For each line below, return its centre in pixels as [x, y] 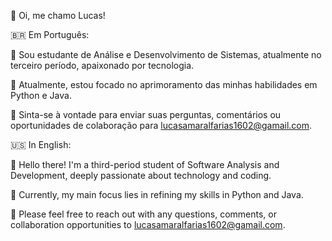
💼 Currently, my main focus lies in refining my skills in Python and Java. [157, 194]
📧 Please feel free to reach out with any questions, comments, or [143, 214]
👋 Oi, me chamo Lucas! [58, 15]
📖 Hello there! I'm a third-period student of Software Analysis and [145, 164]
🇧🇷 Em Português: [50, 34]
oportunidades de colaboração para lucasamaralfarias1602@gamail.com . [161, 125]
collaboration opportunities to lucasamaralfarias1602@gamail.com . [148, 224]
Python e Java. [41, 95]
